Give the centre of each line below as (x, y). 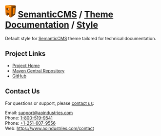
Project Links (25, 54)
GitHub (19, 76)
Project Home (26, 66)
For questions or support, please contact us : (50, 103)
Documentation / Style (52, 25)
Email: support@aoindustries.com (39, 113)
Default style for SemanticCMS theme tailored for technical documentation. (80, 38)
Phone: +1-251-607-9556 (30, 123)
